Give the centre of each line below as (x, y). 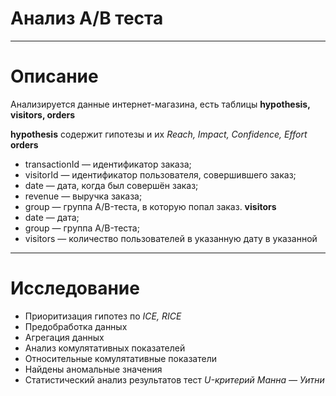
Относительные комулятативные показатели (120, 358)
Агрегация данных (64, 337)
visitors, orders (43, 114)
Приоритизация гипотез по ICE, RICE (103, 316)
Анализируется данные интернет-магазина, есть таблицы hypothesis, (160, 104)
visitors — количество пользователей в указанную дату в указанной (171, 238)
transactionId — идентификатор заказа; (108, 164)
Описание (54, 76)
